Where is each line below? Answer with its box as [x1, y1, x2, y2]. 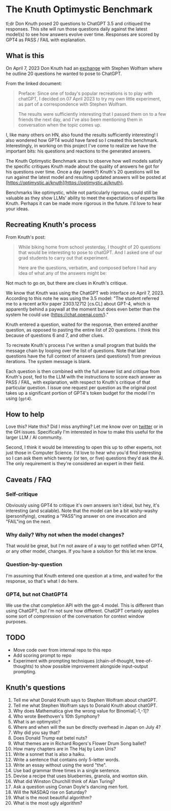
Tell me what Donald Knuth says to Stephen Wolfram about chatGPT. [13, 697, 157, 703]
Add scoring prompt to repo [13, 652, 72, 658]
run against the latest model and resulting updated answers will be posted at [6, 174, 166, 180]
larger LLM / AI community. [6, 435, 63, 441]
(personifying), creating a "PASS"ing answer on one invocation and [6, 513, 147, 519]
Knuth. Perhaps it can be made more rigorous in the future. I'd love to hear [6, 200, 162, 206]
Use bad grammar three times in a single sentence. [13, 767, 121, 773]
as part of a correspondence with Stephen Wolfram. [18, 101, 128, 107]
